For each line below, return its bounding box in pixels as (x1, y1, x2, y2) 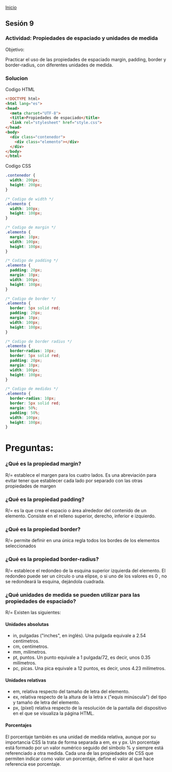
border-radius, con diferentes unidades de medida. (5, 62, 113, 68)
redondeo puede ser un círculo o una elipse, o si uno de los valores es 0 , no (5, 573, 167, 579)
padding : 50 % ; (10, 410, 40, 416)
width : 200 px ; (10, 177, 40, 183)
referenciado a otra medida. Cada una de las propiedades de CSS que (5, 750, 154, 756)
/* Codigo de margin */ (5, 225, 56, 230)
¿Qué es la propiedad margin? (5, 460, 82, 468)
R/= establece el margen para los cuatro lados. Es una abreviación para (5, 472, 157, 478)
